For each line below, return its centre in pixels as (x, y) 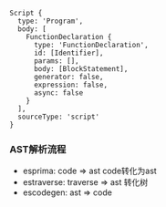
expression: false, (70, 85)
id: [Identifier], (68, 53)
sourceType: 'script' (59, 117)
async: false (58, 93)
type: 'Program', (51, 21)
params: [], (56, 61)
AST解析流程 (38, 149)
